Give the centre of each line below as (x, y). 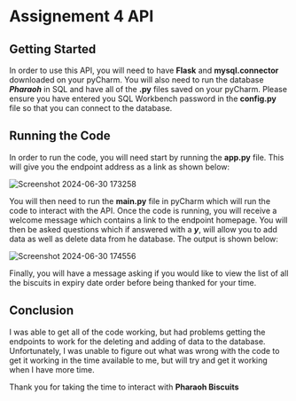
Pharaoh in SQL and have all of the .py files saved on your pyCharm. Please (148, 89)
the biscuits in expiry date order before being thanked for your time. (133, 282)
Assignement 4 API (82, 16)
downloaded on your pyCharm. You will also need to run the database (136, 80)
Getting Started (53, 49)
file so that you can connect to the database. (91, 108)
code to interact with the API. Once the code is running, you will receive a (143, 210)
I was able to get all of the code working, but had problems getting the (137, 332)
